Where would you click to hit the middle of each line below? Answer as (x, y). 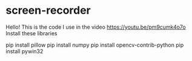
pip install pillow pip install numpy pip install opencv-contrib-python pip (95, 45)
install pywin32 (25, 51)
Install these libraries (31, 33)
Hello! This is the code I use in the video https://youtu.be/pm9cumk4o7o (96, 27)
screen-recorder (48, 10)
